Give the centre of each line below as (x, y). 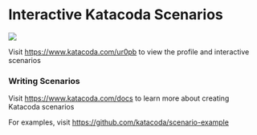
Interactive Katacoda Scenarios (116, 15)
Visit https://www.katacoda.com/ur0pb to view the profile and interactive (129, 52)
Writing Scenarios (44, 81)
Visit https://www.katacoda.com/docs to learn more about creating (119, 98)
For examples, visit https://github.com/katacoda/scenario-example (118, 122)
